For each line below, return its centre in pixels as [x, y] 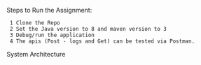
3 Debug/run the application [52, 35]
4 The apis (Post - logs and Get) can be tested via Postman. [102, 41]
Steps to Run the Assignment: [49, 10]
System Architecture [36, 54]
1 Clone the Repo [35, 23]
